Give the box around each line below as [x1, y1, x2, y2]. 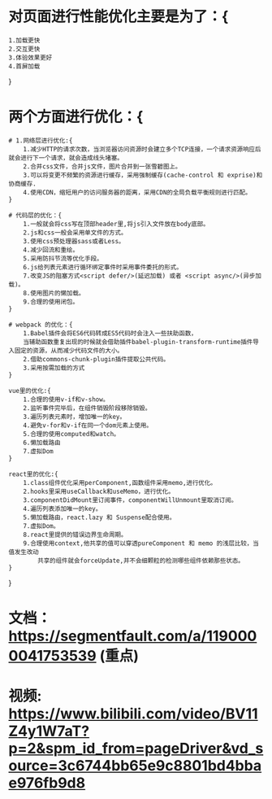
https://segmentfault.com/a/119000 [8, 627, 257, 645]
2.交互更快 [8, 45, 41, 53]
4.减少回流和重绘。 [23, 246, 80, 254]
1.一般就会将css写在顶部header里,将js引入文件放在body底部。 [23, 220, 209, 228]
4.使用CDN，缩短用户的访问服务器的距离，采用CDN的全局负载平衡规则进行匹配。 [23, 188, 252, 196]
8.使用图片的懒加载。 [23, 289, 85, 297]
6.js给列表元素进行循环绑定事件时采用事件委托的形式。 [23, 263, 183, 271]
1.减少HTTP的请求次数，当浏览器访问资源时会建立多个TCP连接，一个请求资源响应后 [23, 145, 261, 153]
